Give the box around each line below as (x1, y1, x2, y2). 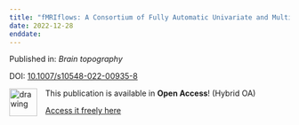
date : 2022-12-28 (9, 21, 74, 30)
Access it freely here (44, 105, 122, 116)
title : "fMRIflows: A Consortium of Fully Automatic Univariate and (9, 12, 269, 22)
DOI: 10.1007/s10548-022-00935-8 (9, 71, 138, 82)
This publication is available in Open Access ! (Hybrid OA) (44, 88, 256, 98)
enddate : (9, 29, 42, 38)
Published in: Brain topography (9, 54, 123, 65)
